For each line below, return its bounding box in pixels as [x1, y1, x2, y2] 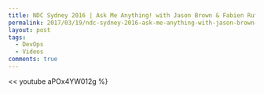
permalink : [8, 19, 44, 27]
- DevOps [15, 41, 44, 49]
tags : [8, 33, 26, 42]
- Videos [15, 48, 44, 56]
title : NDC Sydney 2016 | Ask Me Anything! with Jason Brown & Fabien [8, 11, 244, 20]
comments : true [8, 56, 58, 63]
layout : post [8, 26, 51, 34]
